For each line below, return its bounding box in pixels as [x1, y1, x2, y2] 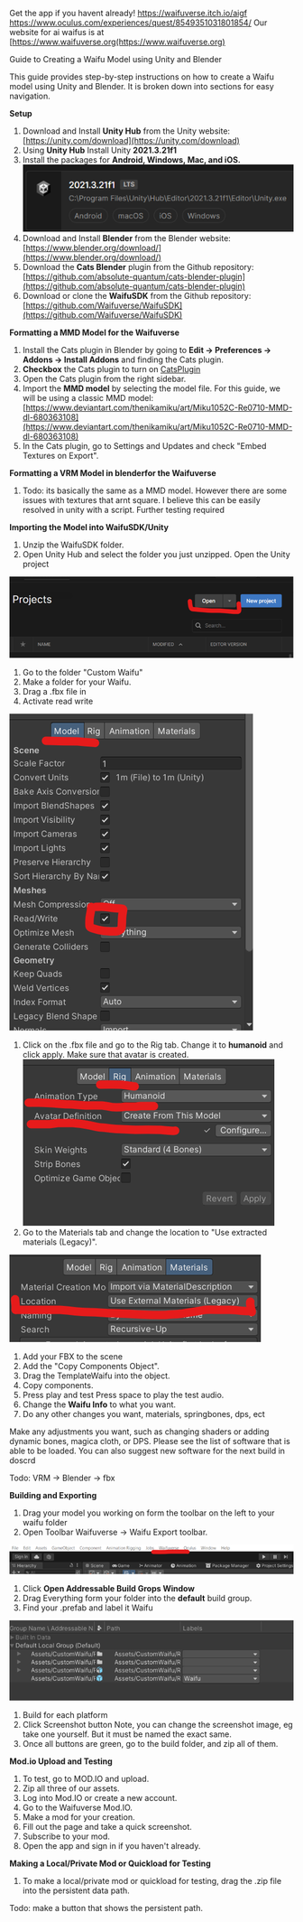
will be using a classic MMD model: [22, 393, 154, 404]
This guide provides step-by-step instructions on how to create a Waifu [9, 71, 275, 82]
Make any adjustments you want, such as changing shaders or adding [9, 1426, 270, 1437]
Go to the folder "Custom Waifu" [22, 667, 143, 678]
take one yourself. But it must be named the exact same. [22, 1729, 232, 1740]
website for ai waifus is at [9, 27, 105, 37]
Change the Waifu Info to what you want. [22, 1399, 177, 1410]
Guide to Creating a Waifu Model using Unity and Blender [9, 54, 223, 64]
